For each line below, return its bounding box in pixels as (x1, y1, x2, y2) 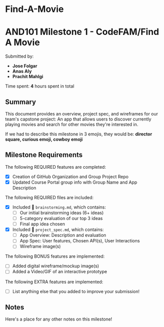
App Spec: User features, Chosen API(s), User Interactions (19, 238, 140, 244)
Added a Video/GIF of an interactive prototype (12, 269, 107, 275)
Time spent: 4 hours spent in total (5, 83, 75, 89)
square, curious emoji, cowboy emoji (5, 136, 83, 142)
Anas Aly (12, 68, 32, 74)
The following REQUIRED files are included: (5, 194, 94, 200)
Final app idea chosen (19, 221, 66, 227)
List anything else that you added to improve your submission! (12, 288, 140, 294)
